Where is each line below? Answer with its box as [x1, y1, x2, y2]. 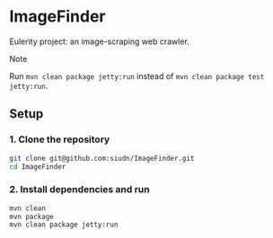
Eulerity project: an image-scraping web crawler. [9, 36, 190, 47]
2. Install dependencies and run [9, 183, 150, 196]
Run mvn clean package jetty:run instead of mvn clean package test [9, 70, 265, 82]
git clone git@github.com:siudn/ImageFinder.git [9, 154, 195, 163]
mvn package [9, 212, 54, 221]
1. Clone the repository [9, 133, 110, 145]
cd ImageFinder [9, 162, 66, 172]
